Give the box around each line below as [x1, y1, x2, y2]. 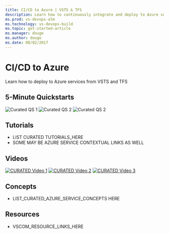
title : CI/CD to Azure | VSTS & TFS [5, 7, 82, 13]
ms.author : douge [5, 36, 42, 41]
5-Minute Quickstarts [5, 93, 74, 102]
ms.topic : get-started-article [5, 26, 71, 31]
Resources [5, 210, 40, 219]
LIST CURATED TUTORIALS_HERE [12, 134, 84, 140]
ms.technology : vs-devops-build [5, 21, 73, 27]
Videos [5, 154, 28, 163]
